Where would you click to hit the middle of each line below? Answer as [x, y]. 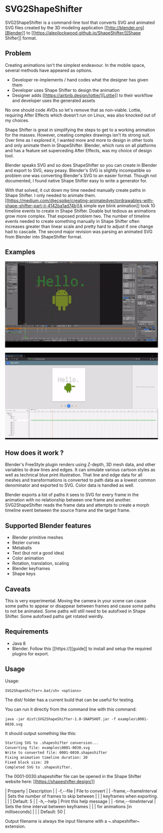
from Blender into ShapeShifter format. [44, 237]
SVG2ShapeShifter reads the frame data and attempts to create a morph [77, 505]
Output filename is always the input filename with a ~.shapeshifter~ [72, 821]
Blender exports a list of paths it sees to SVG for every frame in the [72, 495]
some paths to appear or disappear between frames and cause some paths [81, 606]
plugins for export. [31, 654]
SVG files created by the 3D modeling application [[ [56, 27]
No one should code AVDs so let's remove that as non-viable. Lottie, [73, 110]
